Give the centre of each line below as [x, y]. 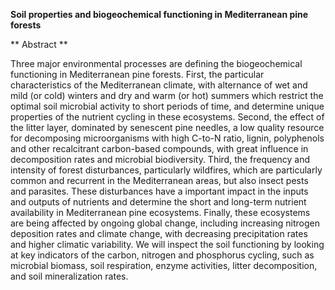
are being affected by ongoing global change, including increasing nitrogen [165, 223]
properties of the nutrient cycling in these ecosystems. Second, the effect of [167, 117]
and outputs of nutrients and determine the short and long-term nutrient [158, 202]
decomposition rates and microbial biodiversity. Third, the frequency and [160, 159]
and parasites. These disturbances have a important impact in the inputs [159, 191]
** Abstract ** [39, 44]
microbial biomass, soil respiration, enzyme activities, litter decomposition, [164, 265]
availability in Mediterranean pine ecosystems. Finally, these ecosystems [160, 212]
